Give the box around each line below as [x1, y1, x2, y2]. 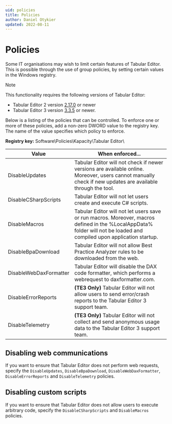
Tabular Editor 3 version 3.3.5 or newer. [12, 107, 96, 114]
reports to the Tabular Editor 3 [74, 297, 147, 304]
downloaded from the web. [74, 255, 139, 262]
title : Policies [5, 12, 40, 17]
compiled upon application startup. [74, 233, 158, 241]
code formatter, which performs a [74, 269, 156, 276]
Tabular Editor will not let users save [74, 208, 161, 215]
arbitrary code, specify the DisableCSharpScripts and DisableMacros [5, 407, 149, 413]
